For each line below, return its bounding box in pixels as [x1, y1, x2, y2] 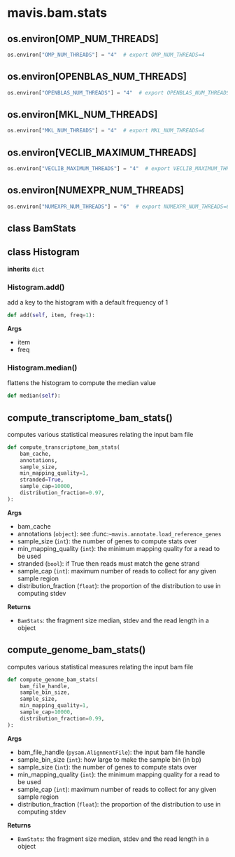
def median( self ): [7, 392, 61, 400]
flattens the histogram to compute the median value [7, 379, 156, 387]
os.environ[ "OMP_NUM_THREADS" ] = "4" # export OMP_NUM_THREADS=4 [7, 51, 205, 58]
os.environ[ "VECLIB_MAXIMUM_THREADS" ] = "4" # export [7, 165, 171, 172]
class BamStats [7, 223, 77, 235]
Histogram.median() [7, 363, 78, 372]
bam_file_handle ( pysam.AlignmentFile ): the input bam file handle [17, 748, 206, 756]
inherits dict [7, 265, 45, 273]
